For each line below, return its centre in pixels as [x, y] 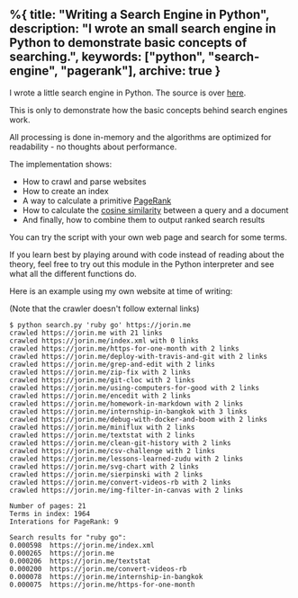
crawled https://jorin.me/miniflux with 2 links [102, 427]
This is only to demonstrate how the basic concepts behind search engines [149, 110]
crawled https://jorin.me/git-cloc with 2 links [102, 380]
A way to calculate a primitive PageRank [97, 201]
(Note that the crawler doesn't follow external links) [104, 308]
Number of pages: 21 [48, 506]
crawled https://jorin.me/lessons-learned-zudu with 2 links [126, 459]
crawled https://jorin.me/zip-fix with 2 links [100, 372]
